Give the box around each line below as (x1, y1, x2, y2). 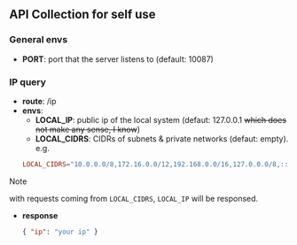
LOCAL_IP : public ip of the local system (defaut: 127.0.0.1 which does (35, 114, 286, 125)
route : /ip (21, 96, 57, 106)
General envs (9, 34, 68, 46)
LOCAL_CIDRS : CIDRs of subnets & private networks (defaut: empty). (35, 133, 289, 144)
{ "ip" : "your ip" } (21, 227, 98, 236)
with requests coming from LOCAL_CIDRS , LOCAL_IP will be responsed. (9, 193, 259, 203)
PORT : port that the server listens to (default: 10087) (21, 53, 215, 65)
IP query (9, 75, 47, 88)
